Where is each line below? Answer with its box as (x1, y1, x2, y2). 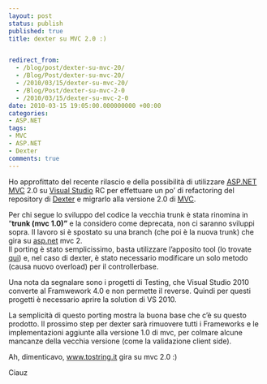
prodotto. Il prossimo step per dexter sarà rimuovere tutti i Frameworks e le (8, 318, 260, 329)
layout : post (8, 11, 53, 20)
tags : (8, 124, 27, 132)
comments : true (8, 154, 60, 162)
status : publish (8, 19, 63, 28)
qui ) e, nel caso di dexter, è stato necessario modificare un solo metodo (8, 252, 248, 262)
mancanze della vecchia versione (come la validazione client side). (8, 336, 232, 346)
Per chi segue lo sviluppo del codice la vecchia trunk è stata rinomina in (8, 209, 249, 219)
